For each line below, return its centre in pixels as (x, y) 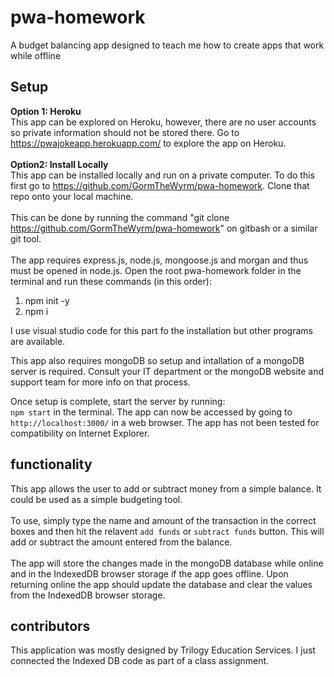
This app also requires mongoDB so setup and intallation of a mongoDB (157, 360)
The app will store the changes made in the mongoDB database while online (167, 563)
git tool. (26, 238)
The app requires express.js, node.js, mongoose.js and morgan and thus (159, 260)
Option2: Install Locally (59, 164)
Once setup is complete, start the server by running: (118, 401)
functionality (51, 464)
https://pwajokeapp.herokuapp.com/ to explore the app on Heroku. (148, 143)
